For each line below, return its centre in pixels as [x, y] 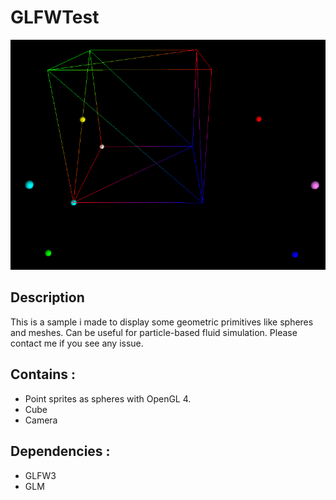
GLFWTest [55, 17]
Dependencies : [60, 451]
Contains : [43, 374]
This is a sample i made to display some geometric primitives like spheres [162, 322]
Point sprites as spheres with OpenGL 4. [108, 398]
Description [47, 297]
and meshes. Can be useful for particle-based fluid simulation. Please [154, 332]
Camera [41, 420]
